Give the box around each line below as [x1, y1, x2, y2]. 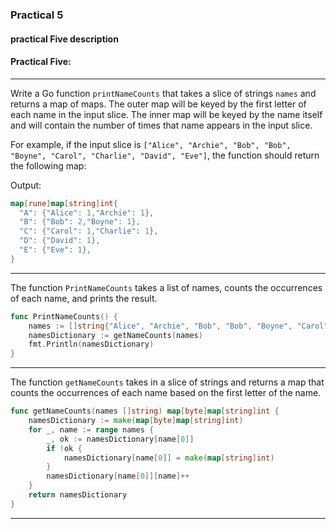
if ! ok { [46, 443, 83, 453]
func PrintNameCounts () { [10, 311, 118, 322]
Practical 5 [10, 8, 64, 22]
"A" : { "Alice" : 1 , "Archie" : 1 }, [19, 208, 155, 218]
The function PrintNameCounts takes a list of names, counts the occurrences [10, 281, 323, 293]
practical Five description [10, 33, 119, 45]
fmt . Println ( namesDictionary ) [28, 339, 155, 350]
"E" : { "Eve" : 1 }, [19, 245, 92, 255]
